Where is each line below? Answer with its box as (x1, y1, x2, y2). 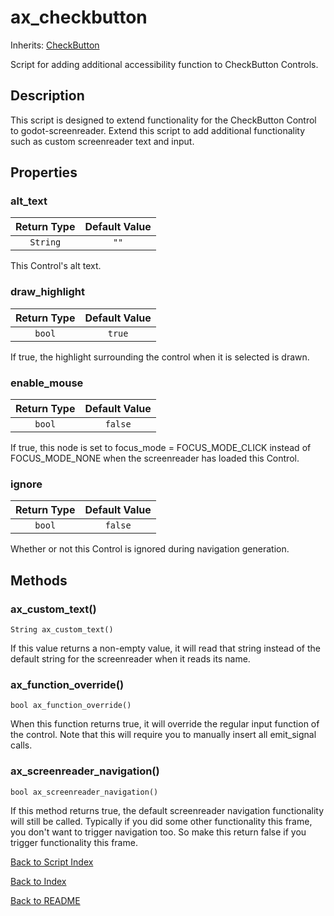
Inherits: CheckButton (10, 39, 100, 51)
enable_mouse (10, 376, 84, 390)
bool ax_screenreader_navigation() (10, 787, 159, 797)
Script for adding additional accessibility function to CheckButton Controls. (10, 58, 319, 70)
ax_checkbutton (10, 6, 148, 29)
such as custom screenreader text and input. (10, 135, 195, 147)
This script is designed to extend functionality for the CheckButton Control (10, 114, 317, 126)
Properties (10, 164, 78, 181)
